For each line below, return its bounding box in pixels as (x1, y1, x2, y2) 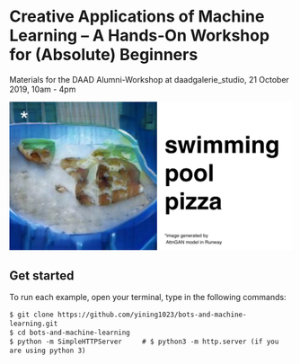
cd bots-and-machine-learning (17, 328, 130, 338)
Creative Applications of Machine (9, 6, 265, 27)
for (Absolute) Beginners (9, 45, 199, 65)
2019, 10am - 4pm (9, 84, 76, 94)
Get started (9, 268, 75, 283)
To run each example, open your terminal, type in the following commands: (9, 292, 287, 303)
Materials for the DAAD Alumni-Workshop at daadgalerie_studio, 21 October (9, 74, 290, 84)
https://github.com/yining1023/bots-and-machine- (57, 310, 247, 320)
